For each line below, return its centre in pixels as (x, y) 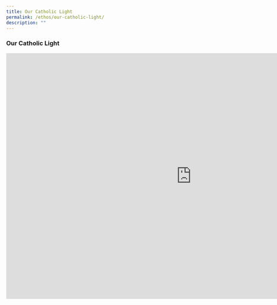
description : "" (26, 23)
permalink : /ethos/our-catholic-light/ (55, 17)
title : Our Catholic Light (39, 12)
